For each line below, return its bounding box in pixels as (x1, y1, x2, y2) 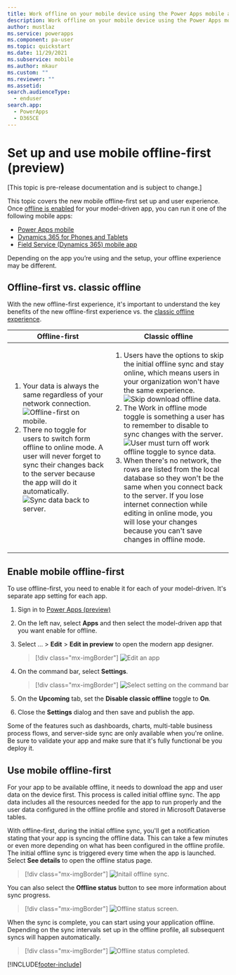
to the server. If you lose (124, 491, 204, 500)
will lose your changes (124, 517, 198, 527)
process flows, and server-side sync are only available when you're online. (7, 729, 224, 738)
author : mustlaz (7, 23, 55, 30)
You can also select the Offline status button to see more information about (7, 884, 227, 891)
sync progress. (7, 891, 51, 899)
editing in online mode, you (124, 508, 213, 518)
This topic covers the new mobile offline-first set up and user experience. (7, 197, 220, 205)
